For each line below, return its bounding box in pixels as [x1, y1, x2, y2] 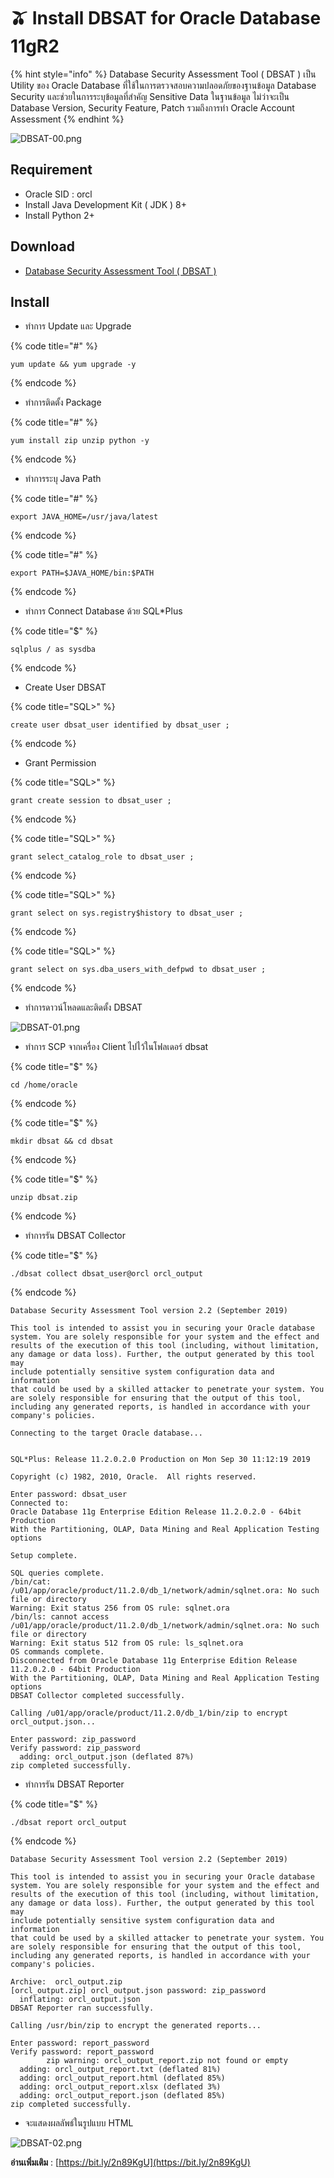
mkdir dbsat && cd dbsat [10, 1136, 114, 1147]
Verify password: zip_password [10, 1743, 141, 1754]
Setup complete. [10, 1551, 78, 1561]
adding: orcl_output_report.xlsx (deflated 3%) [19, 2082, 222, 2092]
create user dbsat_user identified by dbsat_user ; [10, 720, 230, 730]
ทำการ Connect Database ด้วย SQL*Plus [24, 605, 183, 617]
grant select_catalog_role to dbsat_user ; [10, 852, 195, 862]
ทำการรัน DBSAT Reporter [24, 1778, 125, 1790]
